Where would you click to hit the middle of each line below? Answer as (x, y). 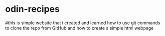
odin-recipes (32, 9)
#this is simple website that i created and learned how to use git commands (83, 23)
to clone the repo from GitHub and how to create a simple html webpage (79, 28)
